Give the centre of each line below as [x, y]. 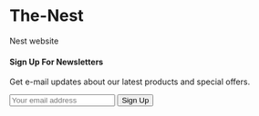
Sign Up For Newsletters [57, 62]
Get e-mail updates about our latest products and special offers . [130, 82]
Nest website [34, 41]
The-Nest [47, 16]
